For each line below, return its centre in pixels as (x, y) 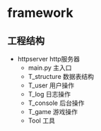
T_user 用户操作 (51, 85)
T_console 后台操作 (56, 103)
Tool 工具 (41, 120)
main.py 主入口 (50, 68)
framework (40, 13)
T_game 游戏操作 (53, 112)
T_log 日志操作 (49, 94)
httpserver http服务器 (48, 59)
